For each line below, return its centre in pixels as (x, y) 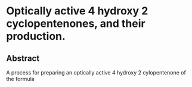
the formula (20, 79)
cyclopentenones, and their (76, 24)
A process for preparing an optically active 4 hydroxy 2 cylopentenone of (96, 72)
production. (36, 36)
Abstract (23, 58)
